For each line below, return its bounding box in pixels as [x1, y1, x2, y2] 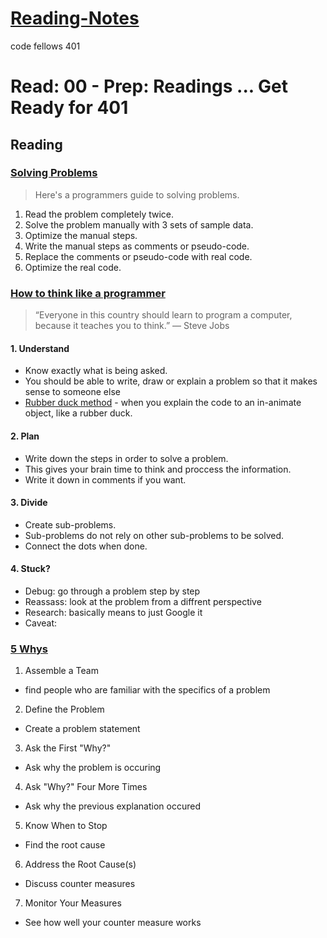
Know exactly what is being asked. [24, 365, 168, 377]
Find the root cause [24, 839, 106, 851]
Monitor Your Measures [24, 897, 122, 909]
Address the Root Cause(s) [24, 858, 137, 871]
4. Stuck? [10, 563, 51, 575]
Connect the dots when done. [24, 540, 148, 552]
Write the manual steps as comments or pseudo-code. [24, 240, 250, 252]
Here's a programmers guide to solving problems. [34, 188, 240, 201]
